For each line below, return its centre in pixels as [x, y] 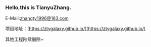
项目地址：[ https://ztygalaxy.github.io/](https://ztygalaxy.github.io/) [75, 28]
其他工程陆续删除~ [24, 39]
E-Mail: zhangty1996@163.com [37, 18]
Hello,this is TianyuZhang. [38, 7]
